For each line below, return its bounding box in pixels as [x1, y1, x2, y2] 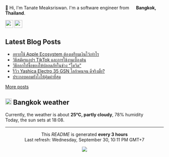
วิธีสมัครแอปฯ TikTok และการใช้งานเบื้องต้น [12, 57, 87, 63]
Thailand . [5, 10, 26, 16]
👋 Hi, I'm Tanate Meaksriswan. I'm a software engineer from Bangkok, [5, 5, 156, 11]
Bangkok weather [13, 98, 69, 107]
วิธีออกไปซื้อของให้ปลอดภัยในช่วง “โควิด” [12, 62, 81, 68]
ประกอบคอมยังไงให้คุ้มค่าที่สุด [12, 73, 61, 80]
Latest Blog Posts [5, 38, 61, 46]
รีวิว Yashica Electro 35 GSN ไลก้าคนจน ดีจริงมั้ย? [12, 68, 105, 74]
